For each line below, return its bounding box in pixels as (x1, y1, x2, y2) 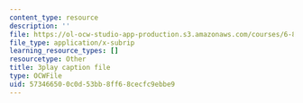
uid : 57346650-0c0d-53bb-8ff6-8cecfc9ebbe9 (9, 80, 176, 89)
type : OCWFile (9, 72, 63, 81)
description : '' (9, 21, 70, 30)
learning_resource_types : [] (9, 47, 119, 56)
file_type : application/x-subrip (9, 38, 135, 47)
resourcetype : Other (9, 55, 87, 64)
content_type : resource (9, 13, 99, 22)
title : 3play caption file (9, 64, 111, 73)
